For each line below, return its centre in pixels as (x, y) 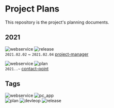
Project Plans (32, 9)
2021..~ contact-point (27, 68)
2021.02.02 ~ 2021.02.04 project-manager (47, 54)
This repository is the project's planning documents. (57, 22)
